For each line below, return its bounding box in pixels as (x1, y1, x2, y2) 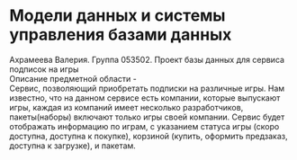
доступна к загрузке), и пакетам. (9, 140, 137, 151)
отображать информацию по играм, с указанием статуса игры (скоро (9, 120, 280, 131)
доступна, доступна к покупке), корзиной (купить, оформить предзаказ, (9, 130, 288, 141)
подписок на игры (9, 64, 79, 75)
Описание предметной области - (9, 73, 137, 84)
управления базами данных (9, 24, 232, 45)
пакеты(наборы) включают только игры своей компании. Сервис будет (9, 111, 285, 122)
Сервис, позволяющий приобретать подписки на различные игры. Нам (9, 83, 285, 93)
